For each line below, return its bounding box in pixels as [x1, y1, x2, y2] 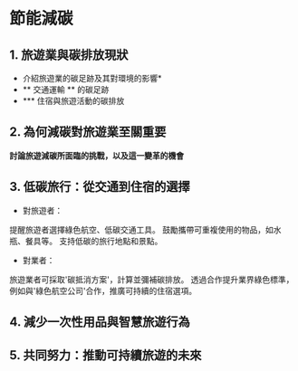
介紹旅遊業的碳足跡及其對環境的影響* [22, 73, 162, 83]
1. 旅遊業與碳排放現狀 [9, 47, 129, 62]
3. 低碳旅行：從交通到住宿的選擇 [9, 179, 190, 195]
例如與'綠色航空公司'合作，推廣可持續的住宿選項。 [9, 285, 197, 296]
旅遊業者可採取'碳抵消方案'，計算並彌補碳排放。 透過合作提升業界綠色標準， [9, 273, 294, 285]
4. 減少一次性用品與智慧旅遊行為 [9, 314, 190, 330]
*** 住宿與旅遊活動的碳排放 [22, 96, 125, 106]
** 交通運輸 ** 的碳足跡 [22, 84, 110, 95]
